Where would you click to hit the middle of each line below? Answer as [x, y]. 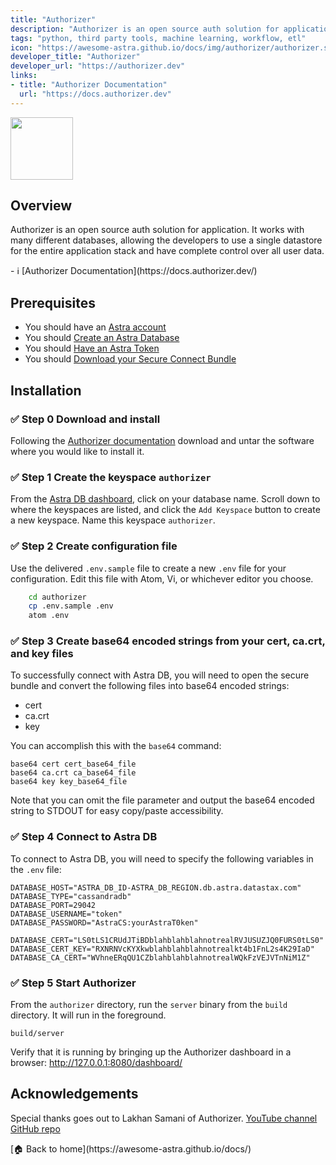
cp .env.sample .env [71, 606]
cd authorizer [57, 597]
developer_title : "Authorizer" [75, 57]
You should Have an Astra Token [92, 348]
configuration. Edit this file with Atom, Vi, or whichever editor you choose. [162, 578]
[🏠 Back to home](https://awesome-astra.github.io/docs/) [131, 1148]
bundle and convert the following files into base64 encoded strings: [150, 686]
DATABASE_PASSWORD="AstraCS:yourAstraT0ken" [104, 922]
